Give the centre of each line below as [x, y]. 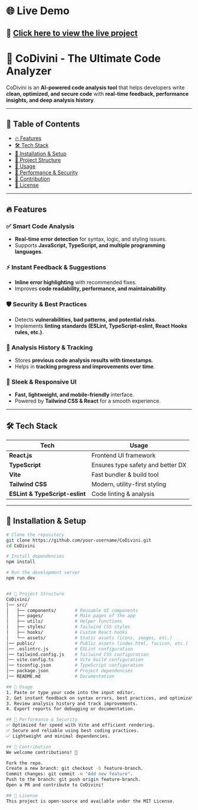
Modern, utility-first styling [129, 484]
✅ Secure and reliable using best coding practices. [73, 731]
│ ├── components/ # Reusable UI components [72, 610]
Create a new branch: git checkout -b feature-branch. [75, 769]
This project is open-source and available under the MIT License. [91, 801]
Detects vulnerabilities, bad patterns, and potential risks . [85, 319]
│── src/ [17, 605]
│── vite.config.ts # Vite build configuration [75, 660]
